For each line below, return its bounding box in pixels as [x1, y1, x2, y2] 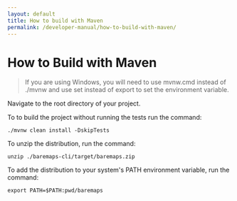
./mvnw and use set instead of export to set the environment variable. [24, 86, 229, 94]
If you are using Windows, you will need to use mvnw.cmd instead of [24, 78, 226, 86]
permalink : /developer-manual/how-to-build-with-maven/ [7, 24, 177, 31]
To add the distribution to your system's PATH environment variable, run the [7, 165, 230, 175]
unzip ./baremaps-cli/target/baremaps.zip [7, 153, 135, 160]
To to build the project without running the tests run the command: [7, 113, 202, 122]
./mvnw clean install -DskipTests [7, 127, 110, 134]
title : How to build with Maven [7, 17, 103, 24]
